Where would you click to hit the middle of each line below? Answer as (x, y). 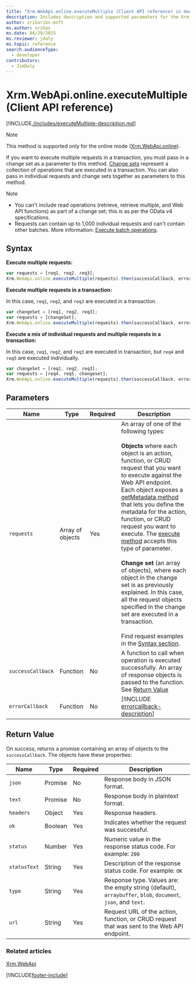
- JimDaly (23, 66)
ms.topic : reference (31, 44)
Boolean (56, 826)
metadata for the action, (154, 512)
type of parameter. (147, 548)
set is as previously (147, 585)
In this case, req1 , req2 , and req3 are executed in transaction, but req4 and (95, 351)
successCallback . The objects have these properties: (69, 755)
